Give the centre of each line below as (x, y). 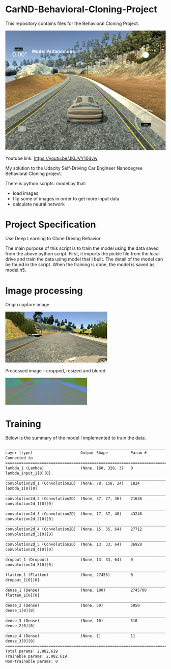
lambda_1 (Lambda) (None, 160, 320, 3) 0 (69, 468)
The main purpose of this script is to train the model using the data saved (82, 248)
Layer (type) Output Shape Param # (76, 453)
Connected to (19, 458)
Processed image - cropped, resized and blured (55, 371)
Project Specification (51, 224)
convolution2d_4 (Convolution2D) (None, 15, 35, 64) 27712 (74, 529)
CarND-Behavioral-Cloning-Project (81, 9)
